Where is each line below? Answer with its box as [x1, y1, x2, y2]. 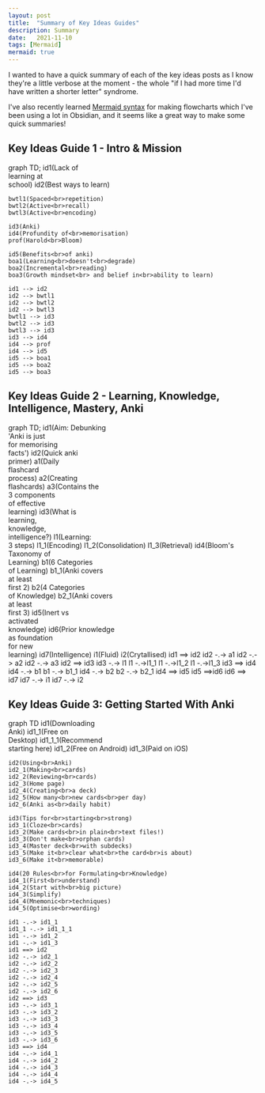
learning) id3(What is [8, 507, 77, 516]
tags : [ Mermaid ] [8, 41, 62, 49]
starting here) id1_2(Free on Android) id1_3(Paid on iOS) [8, 744, 188, 754]
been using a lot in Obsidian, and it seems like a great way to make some [8, 111, 245, 119]
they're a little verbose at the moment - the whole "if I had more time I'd [8, 78, 241, 88]
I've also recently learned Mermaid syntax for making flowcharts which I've [8, 102, 253, 112]
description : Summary [8, 26, 80, 34]
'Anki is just [8, 431, 46, 441]
